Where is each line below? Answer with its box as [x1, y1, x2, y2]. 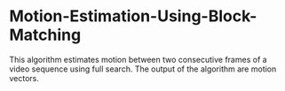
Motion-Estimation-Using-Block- [9, 6, 257, 27]
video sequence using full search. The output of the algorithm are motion [9, 64, 277, 74]
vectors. [9, 72, 40, 83]
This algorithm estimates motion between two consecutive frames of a [9, 54, 268, 64]
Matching [9, 25, 82, 45]
